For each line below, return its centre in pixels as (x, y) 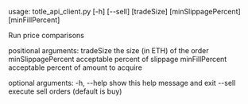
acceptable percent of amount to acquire (76, 67)
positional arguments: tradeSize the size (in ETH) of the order (108, 50)
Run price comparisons (46, 35)
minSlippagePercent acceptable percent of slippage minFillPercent (118, 59)
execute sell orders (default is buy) (65, 91)
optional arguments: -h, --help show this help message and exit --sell (122, 83)
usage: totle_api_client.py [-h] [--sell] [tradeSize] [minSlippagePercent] (124, 12)
